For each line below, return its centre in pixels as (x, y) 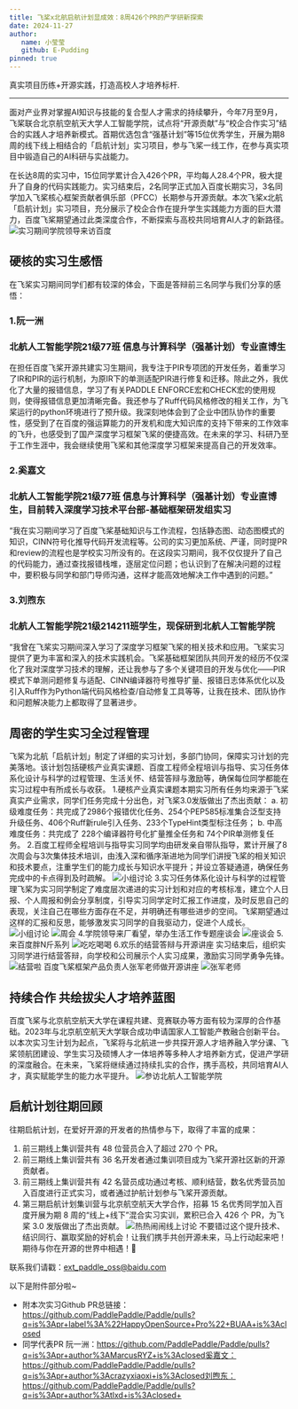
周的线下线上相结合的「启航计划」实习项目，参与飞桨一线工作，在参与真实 (145, 145)
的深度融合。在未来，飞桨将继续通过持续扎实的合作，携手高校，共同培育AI (145, 1065)
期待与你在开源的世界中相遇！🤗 (79, 1248)
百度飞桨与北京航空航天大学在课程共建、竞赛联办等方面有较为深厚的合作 (141, 1021)
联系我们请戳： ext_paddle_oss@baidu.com (88, 1267)
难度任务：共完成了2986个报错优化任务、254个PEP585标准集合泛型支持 (149, 811)
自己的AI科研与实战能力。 (86, 157)
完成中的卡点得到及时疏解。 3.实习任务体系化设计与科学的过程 (144, 878)
